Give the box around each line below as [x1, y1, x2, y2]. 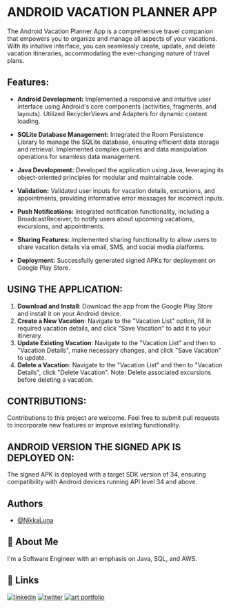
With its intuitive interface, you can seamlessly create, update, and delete [7, 42, 216, 50]
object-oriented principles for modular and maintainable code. [17, 173, 194, 181]
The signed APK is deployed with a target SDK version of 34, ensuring [7, 470, 207, 479]
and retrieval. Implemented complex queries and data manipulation [17, 145, 208, 153]
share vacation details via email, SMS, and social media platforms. [17, 243, 205, 251]
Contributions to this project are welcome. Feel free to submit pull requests [7, 414, 220, 422]
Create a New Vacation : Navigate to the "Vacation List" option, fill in [17, 316, 212, 325]
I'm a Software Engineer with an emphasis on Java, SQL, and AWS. [7, 554, 198, 562]
